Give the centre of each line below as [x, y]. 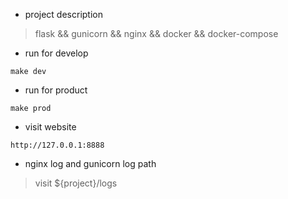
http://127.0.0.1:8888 [57, 145]
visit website [50, 127]
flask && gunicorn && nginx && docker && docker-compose [156, 33]
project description [63, 14]
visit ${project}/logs [76, 183]
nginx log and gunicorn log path [90, 163]
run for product [56, 90]
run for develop [56, 53]
